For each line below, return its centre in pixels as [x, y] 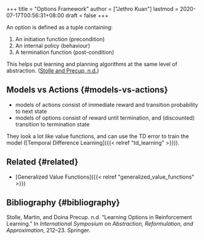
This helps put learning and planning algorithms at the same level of [92, 64]
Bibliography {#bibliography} [63, 203]
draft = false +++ [87, 15]
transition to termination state [52, 124]
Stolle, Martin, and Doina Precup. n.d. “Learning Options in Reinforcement [99, 217]
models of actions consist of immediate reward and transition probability [107, 104]
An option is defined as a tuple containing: [60, 27]
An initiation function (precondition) [60, 39]
